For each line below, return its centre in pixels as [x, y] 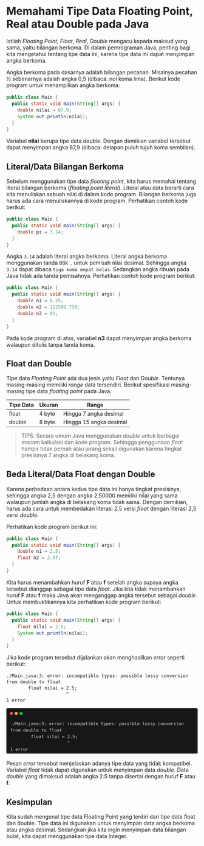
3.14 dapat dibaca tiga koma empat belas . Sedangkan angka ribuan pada [98, 269]
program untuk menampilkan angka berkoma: [63, 85]
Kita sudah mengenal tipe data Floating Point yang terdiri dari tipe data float [101, 817]
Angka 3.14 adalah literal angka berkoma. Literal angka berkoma [87, 257]
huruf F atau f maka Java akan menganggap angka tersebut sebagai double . [102, 595]
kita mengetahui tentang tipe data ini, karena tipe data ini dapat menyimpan [100, 54]
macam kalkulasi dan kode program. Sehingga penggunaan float [102, 442]
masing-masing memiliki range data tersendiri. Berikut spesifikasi [88, 385]
